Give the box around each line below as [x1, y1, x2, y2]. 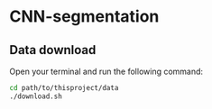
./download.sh [9, 92, 63, 101]
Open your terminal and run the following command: [9, 66, 204, 77]
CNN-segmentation [9, 6, 160, 27]
